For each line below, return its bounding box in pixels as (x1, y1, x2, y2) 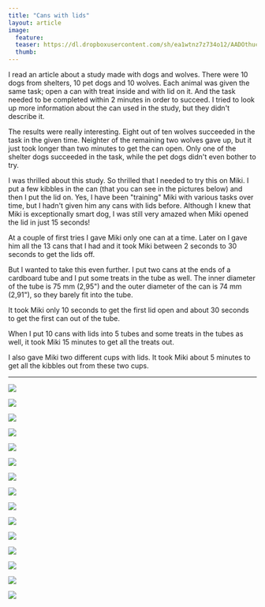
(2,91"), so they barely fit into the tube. (8, 290, 133, 300)
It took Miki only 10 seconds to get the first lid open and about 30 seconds (8, 305, 250, 315)
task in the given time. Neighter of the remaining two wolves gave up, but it (8, 136, 252, 144)
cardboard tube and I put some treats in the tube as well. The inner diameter (8, 274, 256, 282)
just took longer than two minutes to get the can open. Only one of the (8, 143, 237, 153)
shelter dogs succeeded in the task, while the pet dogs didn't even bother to (8, 152, 256, 162)
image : (8, 26, 30, 34)
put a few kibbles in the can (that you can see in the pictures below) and (8, 184, 243, 193)
